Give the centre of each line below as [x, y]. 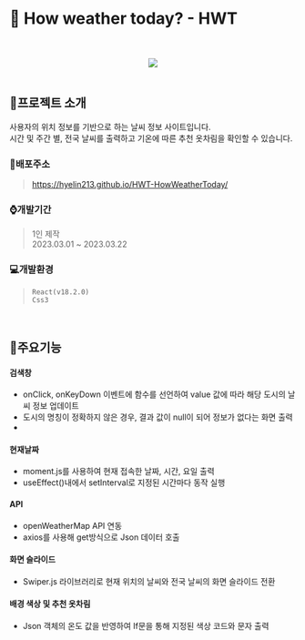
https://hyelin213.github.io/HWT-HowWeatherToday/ [130, 185]
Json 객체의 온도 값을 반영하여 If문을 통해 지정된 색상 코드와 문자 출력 [146, 626]
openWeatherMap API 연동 [72, 525]
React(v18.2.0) [61, 292]
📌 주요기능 [36, 348]
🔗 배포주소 [30, 164]
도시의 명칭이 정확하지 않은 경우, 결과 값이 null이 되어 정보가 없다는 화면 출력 [158, 417]
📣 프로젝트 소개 [48, 103]
